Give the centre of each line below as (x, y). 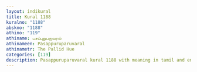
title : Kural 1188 (28, 17)
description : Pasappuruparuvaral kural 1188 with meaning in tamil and (95, 60)
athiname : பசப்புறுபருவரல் (34, 38)
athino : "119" (23, 33)
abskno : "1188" (25, 28)
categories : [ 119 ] (28, 55)
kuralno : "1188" (26, 22)
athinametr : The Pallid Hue (40, 49)
